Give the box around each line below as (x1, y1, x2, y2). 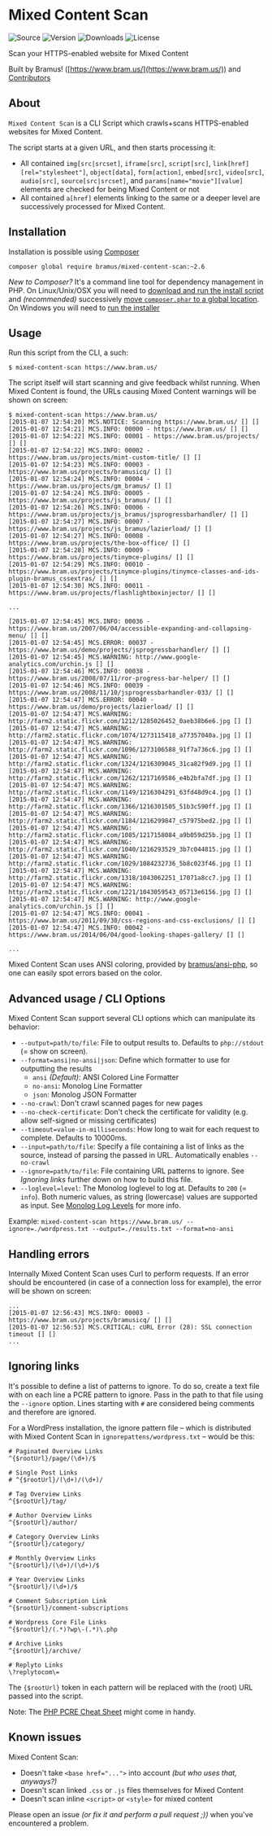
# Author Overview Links (8, 1511, 93, 1519)
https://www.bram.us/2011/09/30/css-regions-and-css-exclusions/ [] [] (8, 917, 256, 925)
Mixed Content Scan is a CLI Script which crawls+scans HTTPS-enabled (8, 118, 249, 128)
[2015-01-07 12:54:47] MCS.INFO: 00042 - (8, 924, 151, 932)
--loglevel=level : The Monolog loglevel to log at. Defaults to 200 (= (19, 1183, 248, 1194)
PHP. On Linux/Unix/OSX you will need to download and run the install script (8, 285, 264, 295)
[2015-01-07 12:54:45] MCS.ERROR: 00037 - (8, 639, 154, 647)
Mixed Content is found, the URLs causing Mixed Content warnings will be (8, 387, 257, 397)
